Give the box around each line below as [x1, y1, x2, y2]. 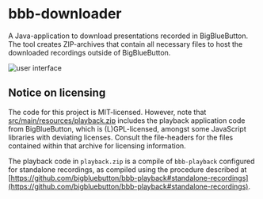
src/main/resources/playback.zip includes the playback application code [8, 116, 246, 125]
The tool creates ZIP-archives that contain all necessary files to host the [8, 39, 243, 48]
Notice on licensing [8, 86, 106, 100]
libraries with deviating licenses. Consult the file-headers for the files [8, 132, 234, 142]
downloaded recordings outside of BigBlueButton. [8, 48, 171, 57]
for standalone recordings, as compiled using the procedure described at [8, 164, 247, 174]
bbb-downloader [8, 5, 122, 23]
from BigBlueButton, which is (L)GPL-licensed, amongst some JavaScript [8, 124, 247, 133]
